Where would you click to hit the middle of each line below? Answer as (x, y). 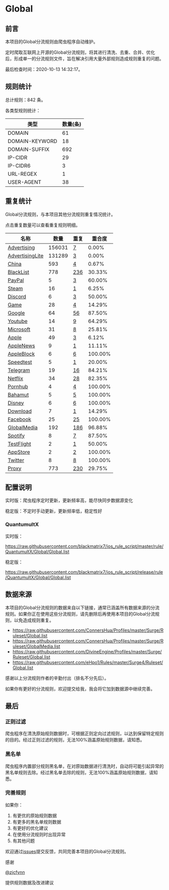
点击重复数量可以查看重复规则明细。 (43, 225)
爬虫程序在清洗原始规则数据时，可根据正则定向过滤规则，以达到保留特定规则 (84, 733)
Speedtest (20, 362)
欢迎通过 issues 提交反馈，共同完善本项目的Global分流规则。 (67, 851)
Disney (16, 403)
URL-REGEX (22, 174)
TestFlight (19, 443)
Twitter (16, 460)
